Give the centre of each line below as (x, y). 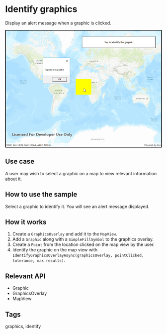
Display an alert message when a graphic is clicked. (58, 23)
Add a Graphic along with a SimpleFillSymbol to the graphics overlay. (83, 239)
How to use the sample (41, 194)
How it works (26, 222)
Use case (20, 162)
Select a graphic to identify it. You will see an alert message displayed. (77, 206)
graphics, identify (23, 326)
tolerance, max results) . (39, 260)
